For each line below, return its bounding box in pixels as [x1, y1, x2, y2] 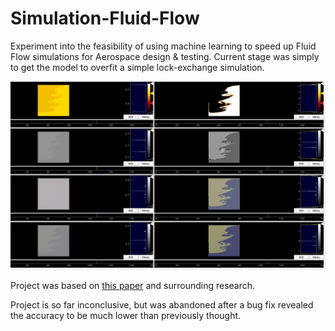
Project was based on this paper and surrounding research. [10, 280, 256, 292]
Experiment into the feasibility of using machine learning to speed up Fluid [10, 40, 317, 52]
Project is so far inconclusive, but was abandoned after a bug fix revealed [10, 299, 314, 311]
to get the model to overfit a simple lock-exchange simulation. [10, 61, 265, 73]
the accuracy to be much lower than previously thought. [10, 310, 242, 322]
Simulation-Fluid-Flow [10, 7, 200, 30]
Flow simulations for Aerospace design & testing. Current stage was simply [10, 50, 320, 62]
